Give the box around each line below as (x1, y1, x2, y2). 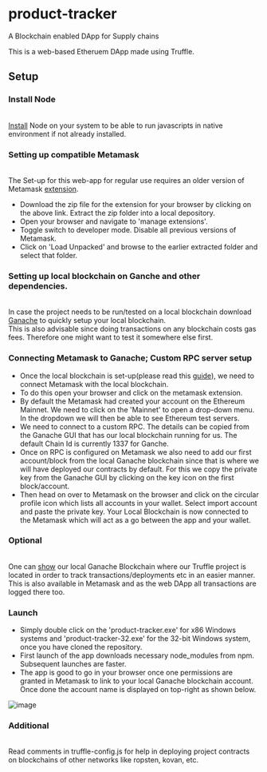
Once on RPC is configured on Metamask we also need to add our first (19, 447, 252, 456)
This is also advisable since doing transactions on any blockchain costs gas (8, 324, 257, 334)
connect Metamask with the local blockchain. (19, 379, 169, 388)
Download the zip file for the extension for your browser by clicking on (19, 199, 252, 209)
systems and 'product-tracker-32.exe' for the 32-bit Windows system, (19, 634, 251, 643)
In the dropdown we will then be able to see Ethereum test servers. (19, 413, 240, 423)
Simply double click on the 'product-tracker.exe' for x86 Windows (19, 625, 237, 635)
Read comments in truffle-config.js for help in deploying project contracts (8, 746, 250, 756)
